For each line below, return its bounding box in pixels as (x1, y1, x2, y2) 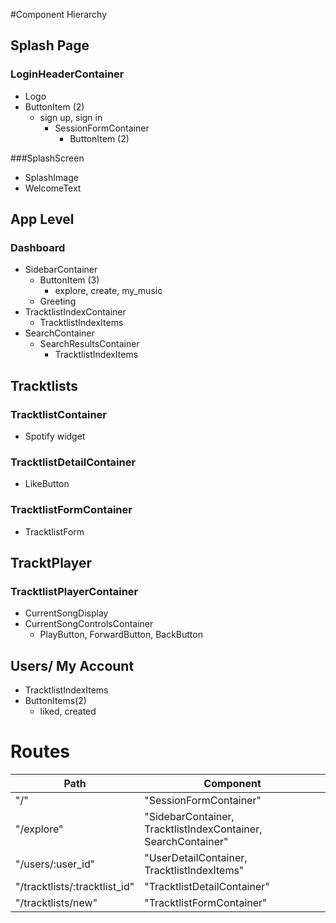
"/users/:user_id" (15, 857, 96, 871)
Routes (10, 740, 70, 763)
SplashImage (24, 171, 79, 183)
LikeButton (24, 478, 70, 490)
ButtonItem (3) (39, 274, 100, 286)
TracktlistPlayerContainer (10, 584, 139, 598)
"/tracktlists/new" (15, 896, 98, 910)
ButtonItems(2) (24, 695, 87, 707)
